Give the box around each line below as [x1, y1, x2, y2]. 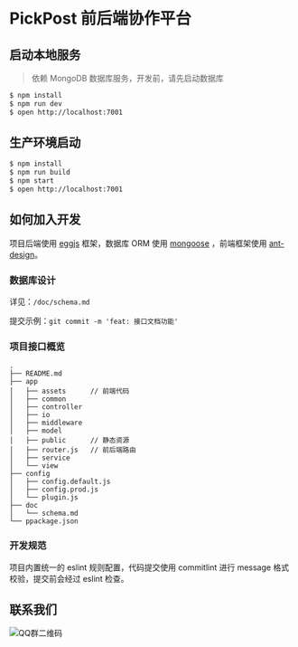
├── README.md [9, 369, 63, 378]
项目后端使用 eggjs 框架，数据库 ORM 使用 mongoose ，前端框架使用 [9, 237, 267, 249]
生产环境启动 [9, 135, 81, 150]
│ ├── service [9, 453, 70, 462]
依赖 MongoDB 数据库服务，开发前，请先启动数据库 [31, 73, 224, 83]
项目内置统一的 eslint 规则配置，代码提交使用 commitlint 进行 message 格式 [9, 562, 290, 573]
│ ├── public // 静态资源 [9, 436, 130, 445]
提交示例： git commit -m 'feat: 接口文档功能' [9, 316, 179, 327]
